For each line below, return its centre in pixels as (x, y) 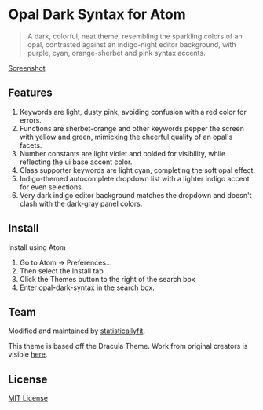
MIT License (28, 398)
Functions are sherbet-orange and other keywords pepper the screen (132, 128)
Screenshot (27, 68)
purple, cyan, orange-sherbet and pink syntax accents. (116, 53)
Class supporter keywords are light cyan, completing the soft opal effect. (137, 170)
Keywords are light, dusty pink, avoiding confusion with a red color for (133, 112)
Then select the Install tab (61, 271)
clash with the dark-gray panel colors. (81, 203)
